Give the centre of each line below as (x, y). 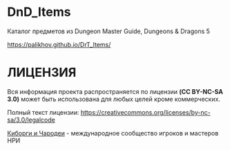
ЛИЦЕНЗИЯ (42, 73)
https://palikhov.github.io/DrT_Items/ (59, 44)
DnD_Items (39, 12)
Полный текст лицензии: (43, 112)
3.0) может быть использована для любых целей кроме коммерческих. (114, 99)
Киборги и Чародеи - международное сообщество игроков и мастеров (113, 133)
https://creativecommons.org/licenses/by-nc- (145, 112)
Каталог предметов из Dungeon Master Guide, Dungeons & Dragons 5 (109, 31)
